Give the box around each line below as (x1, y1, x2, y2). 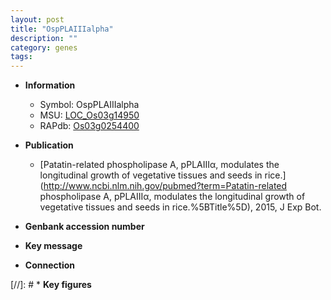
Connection (24, 259, 75, 271)
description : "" (10, 33, 78, 43)
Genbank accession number (24, 221, 145, 233)
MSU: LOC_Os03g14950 (39, 109, 140, 121)
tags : (10, 52, 33, 62)
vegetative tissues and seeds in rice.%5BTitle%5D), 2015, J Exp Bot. (39, 201, 322, 213)
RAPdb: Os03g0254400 (39, 120, 140, 132)
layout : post (10, 14, 65, 25)
